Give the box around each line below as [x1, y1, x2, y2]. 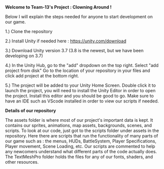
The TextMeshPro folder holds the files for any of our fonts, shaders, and [5, 154, 153, 160]
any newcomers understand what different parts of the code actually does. [5, 149, 157, 154]
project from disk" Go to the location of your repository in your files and [5, 68, 150, 73]
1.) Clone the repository [5, 29, 53, 34]
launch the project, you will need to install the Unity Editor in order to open [5, 88, 156, 93]
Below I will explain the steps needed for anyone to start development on [5, 14, 153, 19]
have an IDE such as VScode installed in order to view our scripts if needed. [5, 98, 159, 104]
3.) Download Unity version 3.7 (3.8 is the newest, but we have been [5, 48, 144, 53]
